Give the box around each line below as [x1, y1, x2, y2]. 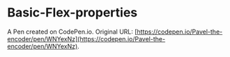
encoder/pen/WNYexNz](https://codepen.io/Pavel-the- [7, 34, 166, 43]
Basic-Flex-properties [7, 5, 138, 21]
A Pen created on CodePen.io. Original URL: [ [7, 27, 137, 36]
